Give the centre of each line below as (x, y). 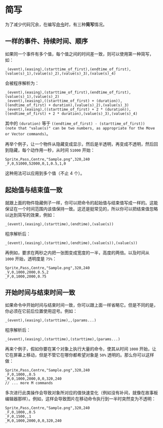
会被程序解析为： (22, 83)
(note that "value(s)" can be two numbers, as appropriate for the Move (80, 128)
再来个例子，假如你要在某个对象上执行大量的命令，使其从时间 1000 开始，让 (81, 349)
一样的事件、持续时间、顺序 (47, 41)
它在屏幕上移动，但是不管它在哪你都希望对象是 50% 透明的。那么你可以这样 (80, 355)
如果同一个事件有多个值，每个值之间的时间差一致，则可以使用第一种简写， (79, 54)
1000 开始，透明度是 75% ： (31, 259)
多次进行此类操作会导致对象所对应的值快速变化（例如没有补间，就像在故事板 (81, 393)
